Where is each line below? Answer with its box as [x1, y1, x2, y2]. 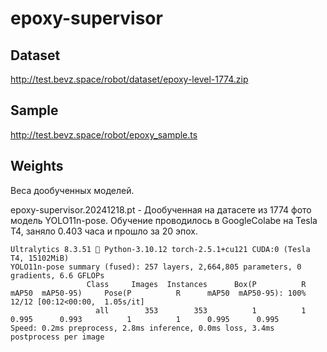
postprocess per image [10, 332, 105, 342]
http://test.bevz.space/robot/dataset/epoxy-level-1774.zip [10, 73, 249, 85]
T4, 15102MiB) [10, 253, 70, 263]
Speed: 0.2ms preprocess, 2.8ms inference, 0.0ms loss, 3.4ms [10, 323, 275, 333]
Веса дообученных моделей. [10, 184, 135, 196]
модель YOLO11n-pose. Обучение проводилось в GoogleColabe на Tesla [10, 214, 318, 226]
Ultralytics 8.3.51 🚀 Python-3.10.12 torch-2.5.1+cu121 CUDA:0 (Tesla [10, 244, 311, 254]
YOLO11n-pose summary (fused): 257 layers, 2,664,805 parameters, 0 [10, 262, 302, 272]
